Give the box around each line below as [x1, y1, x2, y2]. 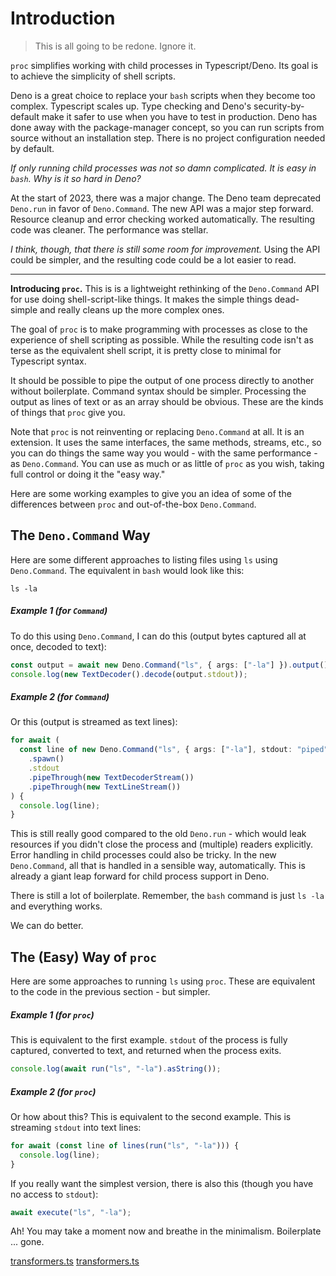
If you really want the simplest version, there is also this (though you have [10, 1177, 314, 1189]
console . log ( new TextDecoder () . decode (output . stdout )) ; [10, 669, 248, 679]
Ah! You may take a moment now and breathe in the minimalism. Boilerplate [10, 1225, 322, 1237]
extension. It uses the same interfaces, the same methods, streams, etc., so [10, 436, 322, 448]
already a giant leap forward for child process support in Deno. [10, 870, 270, 882]
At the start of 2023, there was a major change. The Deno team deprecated [10, 192, 322, 204]
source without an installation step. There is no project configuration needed [10, 132, 326, 144]
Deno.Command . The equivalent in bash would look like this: [10, 564, 245, 576]
